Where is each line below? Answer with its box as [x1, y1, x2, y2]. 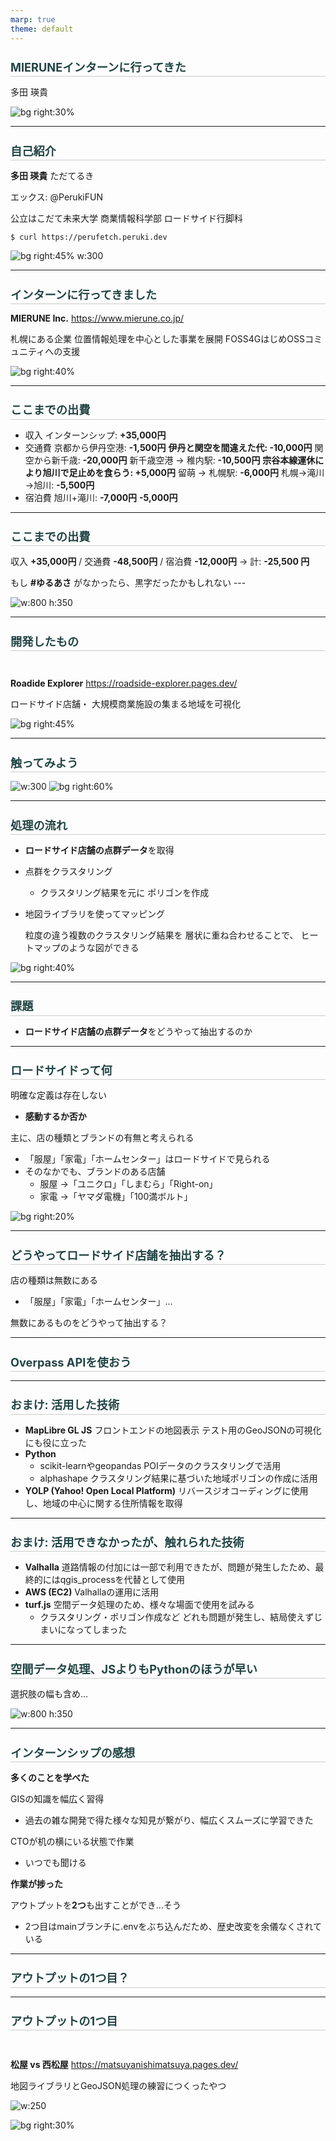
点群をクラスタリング [24, 865, 113, 877]
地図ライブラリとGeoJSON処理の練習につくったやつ [10, 2079, 227, 2091]
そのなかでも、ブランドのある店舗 [24, 1166, 166, 1178]
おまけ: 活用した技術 [10, 1397, 120, 1413]
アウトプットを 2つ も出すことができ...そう [10, 1899, 182, 1911]
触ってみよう [10, 755, 79, 770]
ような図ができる [68, 941, 140, 953]
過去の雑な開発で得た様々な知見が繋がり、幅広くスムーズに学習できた [24, 1814, 314, 1826]
